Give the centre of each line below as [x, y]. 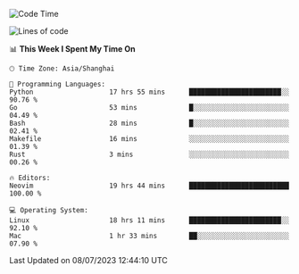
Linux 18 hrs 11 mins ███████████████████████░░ [149, 220]
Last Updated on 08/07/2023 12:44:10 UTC [88, 260]
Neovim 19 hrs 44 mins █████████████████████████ [149, 186]
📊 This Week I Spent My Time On [72, 49]
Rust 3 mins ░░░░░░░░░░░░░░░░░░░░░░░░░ [149, 154]
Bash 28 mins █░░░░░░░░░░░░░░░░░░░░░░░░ [149, 123]
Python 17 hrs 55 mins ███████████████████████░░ [149, 92]
